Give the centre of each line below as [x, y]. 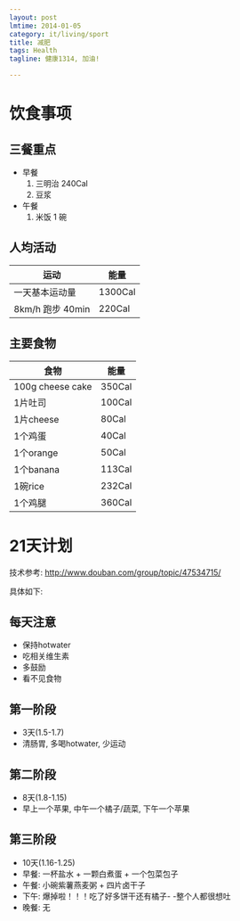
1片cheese [36, 419]
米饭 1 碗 [51, 217]
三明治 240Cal [62, 183]
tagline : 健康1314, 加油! [55, 59]
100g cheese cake [53, 386]
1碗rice [29, 486]
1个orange [36, 453]
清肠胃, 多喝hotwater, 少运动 [74, 744]
